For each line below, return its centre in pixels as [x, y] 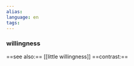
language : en [23, 17]
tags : [13, 23]
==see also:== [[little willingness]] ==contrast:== [67, 56]
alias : [14, 12]
